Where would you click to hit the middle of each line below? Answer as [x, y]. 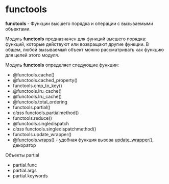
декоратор [24, 145]
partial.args [25, 170]
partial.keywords [30, 176]
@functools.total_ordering [40, 102]
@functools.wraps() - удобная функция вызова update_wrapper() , [83, 140]
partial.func [25, 165]
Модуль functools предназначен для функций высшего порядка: [76, 39]
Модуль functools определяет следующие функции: [62, 65]
